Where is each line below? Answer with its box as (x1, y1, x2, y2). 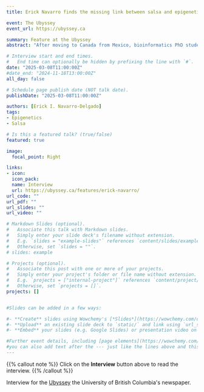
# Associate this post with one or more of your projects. (6, 266, 165, 272)
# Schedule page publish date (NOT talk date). (6, 86, 129, 93)
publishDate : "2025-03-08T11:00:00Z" (6, 93, 102, 99)
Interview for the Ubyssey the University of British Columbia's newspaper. (6, 379, 191, 386)
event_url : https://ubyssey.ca (6, 26, 86, 32)
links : (6, 165, 23, 171)
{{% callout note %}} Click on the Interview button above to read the (6, 360, 178, 368)
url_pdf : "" (6, 198, 36, 205)
